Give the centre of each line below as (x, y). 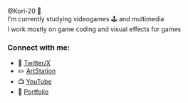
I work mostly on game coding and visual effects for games (94, 29)
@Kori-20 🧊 (25, 11)
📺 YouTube (35, 82)
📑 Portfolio (33, 92)
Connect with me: (39, 48)
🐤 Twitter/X (34, 63)
